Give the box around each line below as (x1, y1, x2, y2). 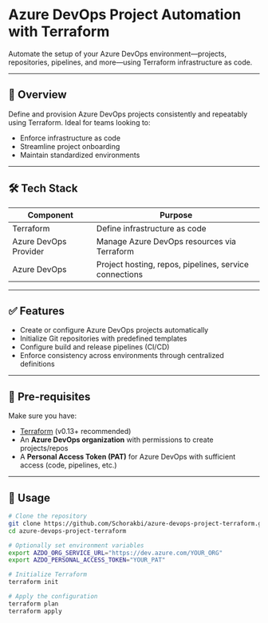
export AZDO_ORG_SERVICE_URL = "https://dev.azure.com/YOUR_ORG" (8, 549, 223, 557)
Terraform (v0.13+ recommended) (19, 427, 132, 436)
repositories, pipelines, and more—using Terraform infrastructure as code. (8, 57, 253, 67)
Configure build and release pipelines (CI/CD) (19, 342, 170, 352)
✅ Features (8, 304, 65, 317)
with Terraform (8, 22, 110, 41)
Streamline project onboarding (19, 141, 120, 151)
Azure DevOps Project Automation (8, 6, 242, 24)
